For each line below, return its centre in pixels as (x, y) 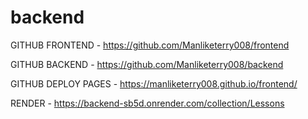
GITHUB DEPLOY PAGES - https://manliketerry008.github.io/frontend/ (154, 83)
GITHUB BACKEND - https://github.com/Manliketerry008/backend (147, 64)
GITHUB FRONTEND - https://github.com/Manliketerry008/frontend (150, 45)
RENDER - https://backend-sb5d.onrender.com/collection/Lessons (147, 103)
